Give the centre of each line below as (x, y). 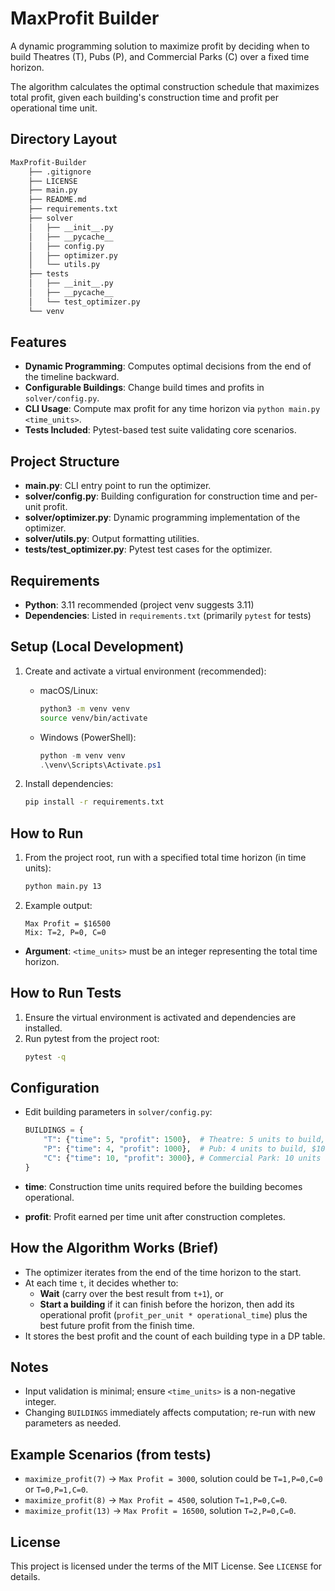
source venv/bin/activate (93, 718)
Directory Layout (64, 139)
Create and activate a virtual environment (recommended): (145, 671)
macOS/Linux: (68, 690)
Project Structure (65, 461)
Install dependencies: (69, 784)
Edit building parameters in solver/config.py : (118, 1112)
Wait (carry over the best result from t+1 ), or (131, 1293)
